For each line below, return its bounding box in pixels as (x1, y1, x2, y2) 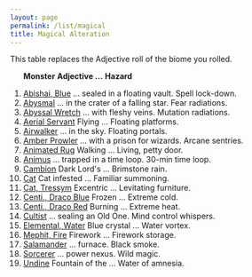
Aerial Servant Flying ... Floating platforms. (22, 116, 179, 127)
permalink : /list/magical (10, 21, 106, 30)
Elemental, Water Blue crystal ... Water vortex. (22, 220, 191, 231)
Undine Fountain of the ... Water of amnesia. (22, 258, 185, 269)
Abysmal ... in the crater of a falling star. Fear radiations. (22, 98, 228, 108)
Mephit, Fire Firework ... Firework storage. (22, 230, 177, 241)
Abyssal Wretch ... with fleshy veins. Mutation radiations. (22, 107, 231, 118)
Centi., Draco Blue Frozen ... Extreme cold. (22, 192, 178, 202)
